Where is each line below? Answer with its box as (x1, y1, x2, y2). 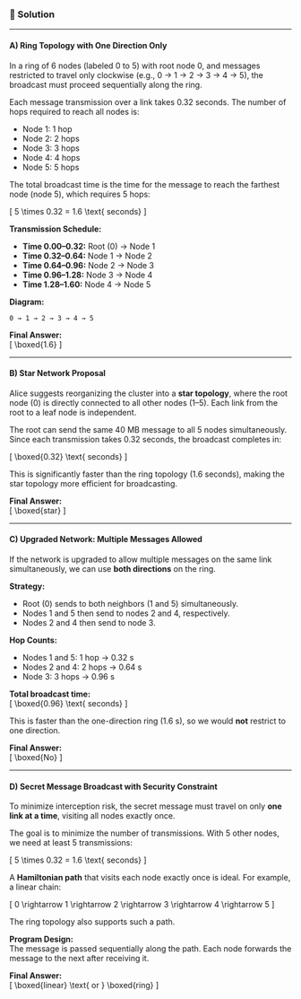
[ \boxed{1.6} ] (9, 338, 63, 349)
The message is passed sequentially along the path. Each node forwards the (9, 943, 292, 954)
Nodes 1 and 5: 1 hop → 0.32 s (21, 652, 134, 662)
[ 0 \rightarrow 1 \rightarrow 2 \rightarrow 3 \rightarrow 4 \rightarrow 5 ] (9, 899, 275, 910)
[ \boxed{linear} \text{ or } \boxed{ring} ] (9, 980, 159, 991)
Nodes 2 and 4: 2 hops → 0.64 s (21, 662, 142, 672)
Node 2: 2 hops (21, 133, 81, 144)
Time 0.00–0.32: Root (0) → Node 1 (21, 241, 156, 251)
